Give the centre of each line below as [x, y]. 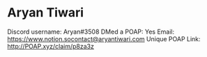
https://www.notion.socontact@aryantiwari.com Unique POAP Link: [104, 38]
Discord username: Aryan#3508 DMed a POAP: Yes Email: [91, 32]
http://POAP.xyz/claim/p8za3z [51, 46]
